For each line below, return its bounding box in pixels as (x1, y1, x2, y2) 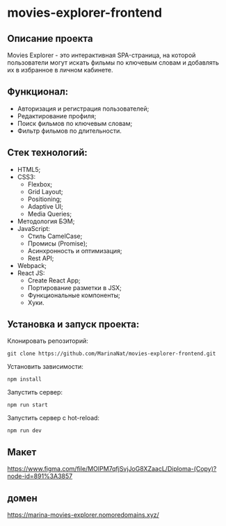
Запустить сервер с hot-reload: (7, 414, 99, 422)
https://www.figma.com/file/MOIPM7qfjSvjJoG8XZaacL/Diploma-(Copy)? (7, 465, 217, 473)
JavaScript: (17, 224, 51, 232)
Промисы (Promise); (27, 239, 88, 248)
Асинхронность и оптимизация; (27, 246, 123, 255)
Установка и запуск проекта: (7, 319, 140, 330)
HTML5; (17, 165, 41, 173)
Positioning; (27, 195, 62, 203)
